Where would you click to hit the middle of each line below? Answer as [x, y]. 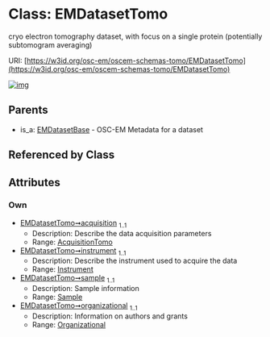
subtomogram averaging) [50, 44]
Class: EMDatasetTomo [88, 14]
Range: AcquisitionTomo [72, 242]
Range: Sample [57, 297]
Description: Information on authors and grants [110, 316]
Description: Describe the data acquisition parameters [122, 233]
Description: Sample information [85, 289]
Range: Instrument [63, 269]
